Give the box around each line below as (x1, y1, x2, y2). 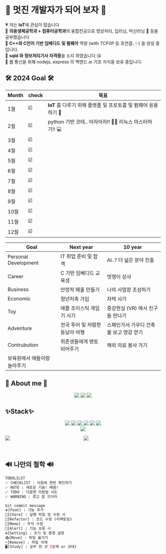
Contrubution (7, 341, 39, 348)
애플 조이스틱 (60, 305, 89, 312)
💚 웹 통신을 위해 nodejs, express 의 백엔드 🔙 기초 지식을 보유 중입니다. (5, 59, 142, 65)
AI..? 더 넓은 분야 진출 (107, 256, 155, 263)
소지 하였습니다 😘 (66, 52, 101, 58)
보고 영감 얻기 (113, 329, 143, 336)
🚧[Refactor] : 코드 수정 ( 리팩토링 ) (5, 517, 73, 522)
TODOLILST (5, 476, 26, 481)
